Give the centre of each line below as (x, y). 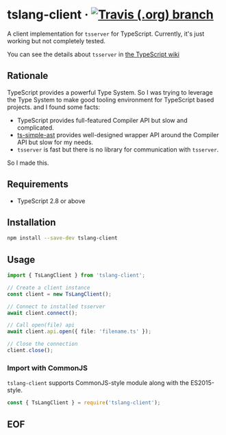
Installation (32, 222)
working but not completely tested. (56, 40)
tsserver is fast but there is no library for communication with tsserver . (118, 149)
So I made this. (28, 163)
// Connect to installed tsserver (56, 306)
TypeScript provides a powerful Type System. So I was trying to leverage (110, 92)
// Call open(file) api (41, 325)
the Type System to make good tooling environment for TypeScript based (111, 99)
